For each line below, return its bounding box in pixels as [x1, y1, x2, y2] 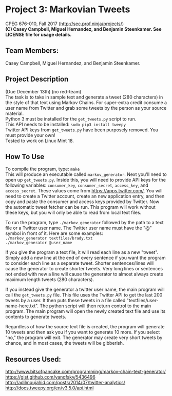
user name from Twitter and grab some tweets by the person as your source [5, 105, 167, 111]
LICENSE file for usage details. [5, 31, 72, 37]
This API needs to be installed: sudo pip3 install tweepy [5, 121, 126, 127]
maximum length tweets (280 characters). [5, 276, 94, 283]
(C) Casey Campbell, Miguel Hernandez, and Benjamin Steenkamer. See [5, 26, 162, 32]
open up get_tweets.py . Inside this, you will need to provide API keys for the [5, 177, 166, 183]
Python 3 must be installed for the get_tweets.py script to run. [5, 115, 137, 122]
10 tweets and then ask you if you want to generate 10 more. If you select [5, 329, 160, 335]
